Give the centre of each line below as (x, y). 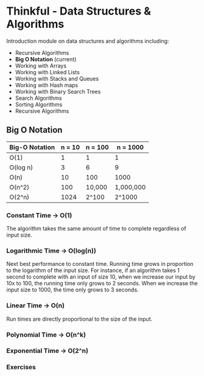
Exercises (21, 367)
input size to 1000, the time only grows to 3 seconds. (72, 290)
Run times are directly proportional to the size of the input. (79, 319)
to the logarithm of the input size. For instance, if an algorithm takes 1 (93, 270)
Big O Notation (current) (46, 59)
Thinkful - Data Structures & (79, 11)
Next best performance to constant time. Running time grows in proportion (100, 264)
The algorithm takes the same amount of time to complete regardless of (97, 229)
